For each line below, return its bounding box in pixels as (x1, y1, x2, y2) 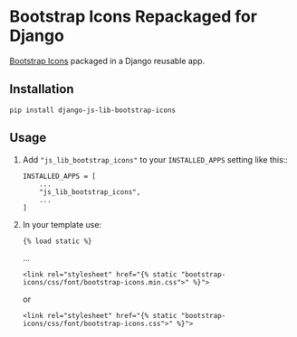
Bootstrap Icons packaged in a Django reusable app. (9, 55, 206, 66)
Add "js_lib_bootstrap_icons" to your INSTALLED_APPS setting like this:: (22, 154, 288, 164)
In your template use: (22, 219, 102, 229)
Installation (9, 81, 74, 97)
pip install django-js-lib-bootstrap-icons (9, 106, 177, 115)
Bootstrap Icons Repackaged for (9, 6, 258, 27)
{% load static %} (22, 237, 92, 246)
